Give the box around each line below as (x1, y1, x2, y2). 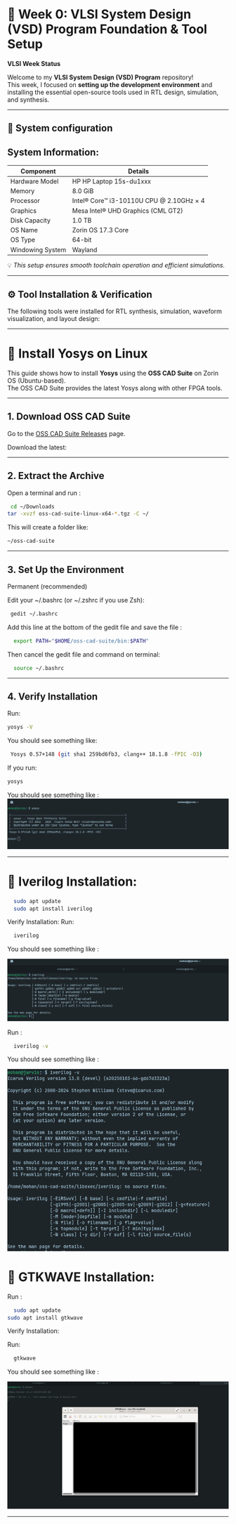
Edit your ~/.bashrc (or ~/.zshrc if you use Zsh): (7, 596, 145, 604)
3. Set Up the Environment (7, 563, 124, 575)
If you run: (7, 763, 37, 772)
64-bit (72, 235, 92, 244)
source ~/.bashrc (13, 664, 65, 671)
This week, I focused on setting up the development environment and (7, 80, 213, 88)
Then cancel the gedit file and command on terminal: (7, 650, 160, 659)
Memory (10, 187, 35, 195)
